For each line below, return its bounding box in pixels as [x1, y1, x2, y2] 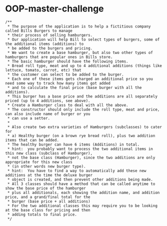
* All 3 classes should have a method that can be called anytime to [7, 181, 155, 186]
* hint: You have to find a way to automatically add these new [7, 168, 146, 173]
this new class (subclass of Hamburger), [5, 150, 93, 155]
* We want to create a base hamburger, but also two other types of [7, 50, 153, 55]
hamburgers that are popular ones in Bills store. [5, 54, 113, 59]
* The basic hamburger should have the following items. [7, 58, 128, 64]
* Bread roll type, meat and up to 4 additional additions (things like [7, 63, 162, 68]
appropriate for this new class [5, 159, 72, 164]
